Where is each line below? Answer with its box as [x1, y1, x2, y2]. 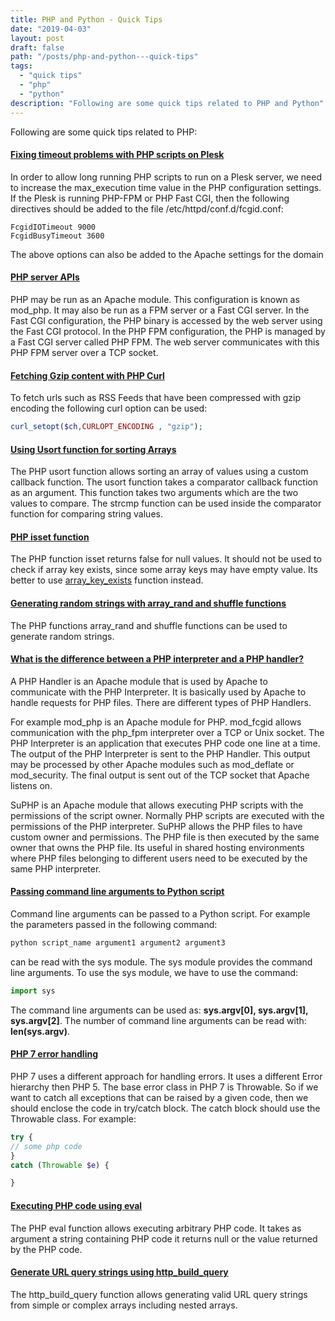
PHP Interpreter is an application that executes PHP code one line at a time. [10, 737, 321, 749]
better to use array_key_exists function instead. [10, 574, 204, 586]
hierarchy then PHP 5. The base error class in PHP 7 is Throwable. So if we [10, 1081, 319, 1093]
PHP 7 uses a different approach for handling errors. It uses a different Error [10, 1070, 323, 1082]
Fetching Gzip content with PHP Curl [10, 369, 165, 381]
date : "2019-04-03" [10, 24, 92, 34]
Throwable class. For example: [10, 1112, 137, 1125]
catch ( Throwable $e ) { [10, 1160, 110, 1170]
